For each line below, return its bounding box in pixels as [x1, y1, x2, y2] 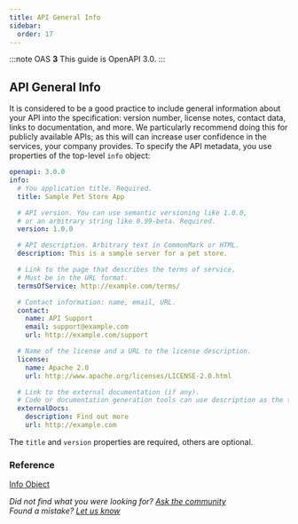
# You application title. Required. [17, 184, 153, 193]
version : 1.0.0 [17, 225, 74, 234]
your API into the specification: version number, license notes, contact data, [9, 113, 286, 123]
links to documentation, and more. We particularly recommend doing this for [9, 122, 288, 133]
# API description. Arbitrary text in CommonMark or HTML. [17, 241, 240, 250]
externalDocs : [17, 404, 69, 413]
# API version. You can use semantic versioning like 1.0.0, [17, 208, 248, 218]
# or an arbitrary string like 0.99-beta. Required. [17, 217, 216, 226]
